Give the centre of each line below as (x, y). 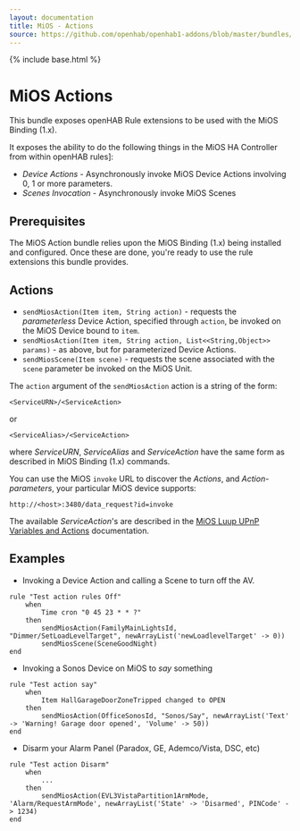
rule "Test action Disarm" (59, 764)
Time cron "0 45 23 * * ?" (92, 612)
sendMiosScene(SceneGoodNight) (100, 644)
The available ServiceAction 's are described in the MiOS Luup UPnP (134, 521)
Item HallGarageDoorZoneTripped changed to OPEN (133, 700)
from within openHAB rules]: (62, 157)
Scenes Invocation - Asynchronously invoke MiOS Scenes (129, 193)
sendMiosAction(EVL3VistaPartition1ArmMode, (125, 796)
